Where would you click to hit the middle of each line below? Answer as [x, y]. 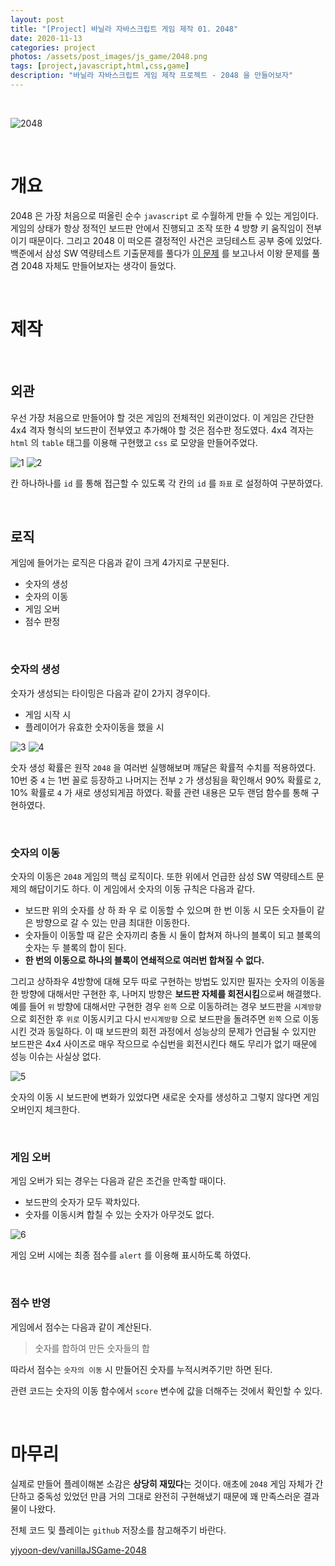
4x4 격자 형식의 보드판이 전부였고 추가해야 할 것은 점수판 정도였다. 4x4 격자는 [162, 430]
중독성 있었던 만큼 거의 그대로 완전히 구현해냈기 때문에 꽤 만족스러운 [169, 1496]
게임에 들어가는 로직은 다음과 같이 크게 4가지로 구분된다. [120, 563]
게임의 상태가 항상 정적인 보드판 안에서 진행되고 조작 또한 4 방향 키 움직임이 [157, 228]
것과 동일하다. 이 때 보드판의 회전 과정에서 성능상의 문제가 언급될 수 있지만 [172, 1031]
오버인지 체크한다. [45, 1109]
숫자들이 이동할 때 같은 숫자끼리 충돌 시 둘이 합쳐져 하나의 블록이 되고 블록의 [173, 935]
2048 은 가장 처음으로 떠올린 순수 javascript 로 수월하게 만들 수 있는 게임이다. [164, 215]
